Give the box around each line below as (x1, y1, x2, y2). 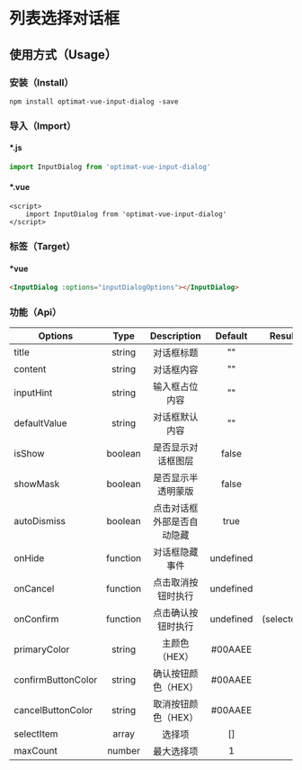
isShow (13, 448, 45, 460)
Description (149, 330, 201, 342)
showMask (13, 478, 60, 491)
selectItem (13, 728, 58, 740)
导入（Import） (9, 119, 76, 131)
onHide (13, 552, 45, 565)
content (13, 363, 47, 376)
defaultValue (13, 417, 67, 430)
